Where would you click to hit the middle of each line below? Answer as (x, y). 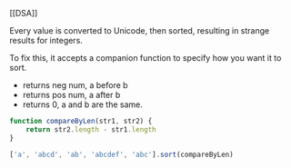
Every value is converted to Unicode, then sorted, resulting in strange (140, 30)
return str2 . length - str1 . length (91, 129)
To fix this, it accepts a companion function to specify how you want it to (145, 58)
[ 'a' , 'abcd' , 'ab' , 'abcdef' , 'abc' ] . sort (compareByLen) (121, 154)
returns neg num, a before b (75, 85)
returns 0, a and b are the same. (83, 104)
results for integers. (46, 40)
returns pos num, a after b (71, 95)
